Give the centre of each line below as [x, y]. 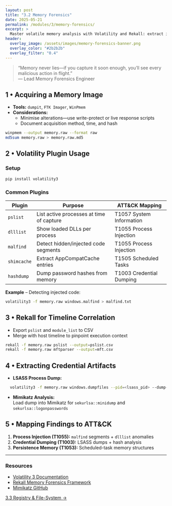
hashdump [18, 276]
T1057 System [133, 214]
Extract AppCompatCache [68, 258]
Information [128, 220]
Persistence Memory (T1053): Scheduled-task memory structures [83, 447]
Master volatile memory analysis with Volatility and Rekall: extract [87, 34]
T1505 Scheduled [136, 258]
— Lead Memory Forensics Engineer [56, 79]
